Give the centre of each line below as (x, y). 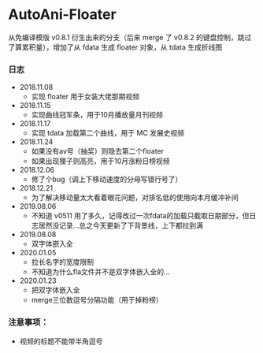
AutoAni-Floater (62, 15)
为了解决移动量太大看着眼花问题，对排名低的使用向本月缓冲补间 (135, 198)
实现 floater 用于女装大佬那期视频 (85, 97)
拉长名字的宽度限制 (63, 262)
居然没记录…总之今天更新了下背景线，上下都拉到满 (120, 225)
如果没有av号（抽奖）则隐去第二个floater (97, 151)
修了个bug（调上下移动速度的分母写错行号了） (107, 180)
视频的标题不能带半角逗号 (61, 341)
